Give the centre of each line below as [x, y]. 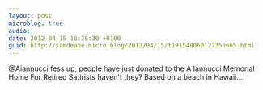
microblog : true [36, 23]
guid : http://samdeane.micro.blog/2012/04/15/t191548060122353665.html [131, 46]
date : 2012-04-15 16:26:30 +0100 [65, 38]
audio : [19, 31]
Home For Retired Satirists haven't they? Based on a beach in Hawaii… [125, 77]
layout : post [30, 16]
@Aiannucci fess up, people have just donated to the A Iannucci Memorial [131, 68]
